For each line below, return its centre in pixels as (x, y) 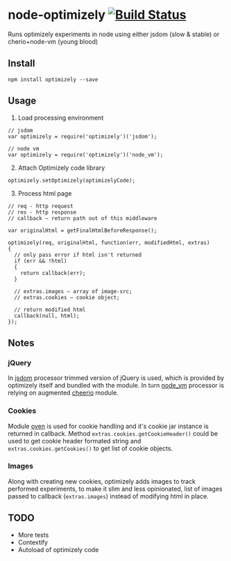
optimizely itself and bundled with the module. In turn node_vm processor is (116, 386)
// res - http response (42, 212)
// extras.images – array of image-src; (73, 291)
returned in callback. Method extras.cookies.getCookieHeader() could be (113, 433)
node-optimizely (57, 15)
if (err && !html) (41, 261)
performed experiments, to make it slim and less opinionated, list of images (115, 489)
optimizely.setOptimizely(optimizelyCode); (72, 180)
